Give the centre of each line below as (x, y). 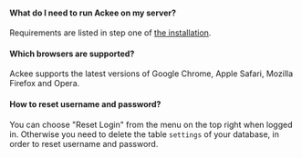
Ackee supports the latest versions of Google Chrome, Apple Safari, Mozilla (151, 74)
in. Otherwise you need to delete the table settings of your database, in (145, 134)
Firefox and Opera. (45, 84)
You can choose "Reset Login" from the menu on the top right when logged (151, 124)
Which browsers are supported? (72, 54)
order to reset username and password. (84, 143)
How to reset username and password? (85, 104)
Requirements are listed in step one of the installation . (110, 33)
